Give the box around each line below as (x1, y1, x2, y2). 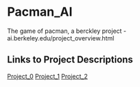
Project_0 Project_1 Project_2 (7, 72, 88, 80)
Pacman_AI (7, 4, 73, 20)
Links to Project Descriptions (7, 54, 134, 66)
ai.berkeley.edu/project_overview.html (7, 34, 115, 42)
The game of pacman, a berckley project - (7, 27, 127, 35)
